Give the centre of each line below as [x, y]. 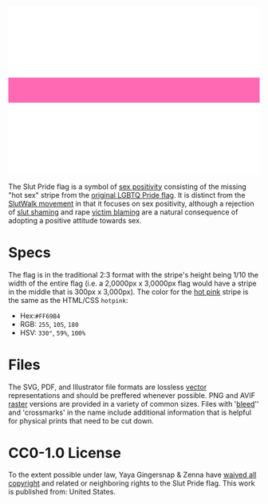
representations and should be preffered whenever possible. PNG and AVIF [132, 395]
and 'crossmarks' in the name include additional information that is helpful [130, 412]
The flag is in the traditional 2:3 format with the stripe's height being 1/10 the [134, 274]
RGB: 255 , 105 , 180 [49, 324]
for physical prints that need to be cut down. [81, 420]
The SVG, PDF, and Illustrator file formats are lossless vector [108, 387]
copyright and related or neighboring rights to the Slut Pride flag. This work [132, 483]
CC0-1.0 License [65, 453]
